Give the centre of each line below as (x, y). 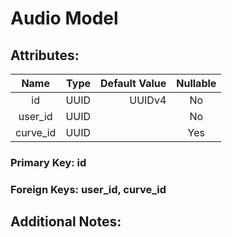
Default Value (133, 83)
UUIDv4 (148, 100)
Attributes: (45, 55)
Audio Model (64, 18)
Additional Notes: (66, 222)
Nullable (196, 83)
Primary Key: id (48, 162)
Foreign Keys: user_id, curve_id (88, 189)
